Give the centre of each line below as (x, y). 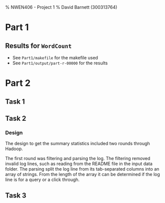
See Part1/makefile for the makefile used (55, 58)
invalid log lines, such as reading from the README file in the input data (79, 164)
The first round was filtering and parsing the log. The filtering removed (78, 159)
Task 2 (16, 118)
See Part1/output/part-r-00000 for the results (60, 63)
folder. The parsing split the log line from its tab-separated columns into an (82, 169)
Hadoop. (14, 149)
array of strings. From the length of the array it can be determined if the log (82, 175)
